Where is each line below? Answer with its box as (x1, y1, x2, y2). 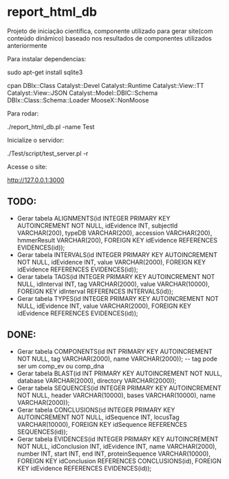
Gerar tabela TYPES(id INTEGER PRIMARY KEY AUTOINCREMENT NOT (17, 294, 219, 302)
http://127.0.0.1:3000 (7, 176, 65, 184)
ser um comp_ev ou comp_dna (17, 361, 105, 370)
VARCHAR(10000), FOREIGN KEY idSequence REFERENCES (17, 420, 188, 428)
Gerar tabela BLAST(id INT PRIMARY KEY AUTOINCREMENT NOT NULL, (17, 369, 222, 377)
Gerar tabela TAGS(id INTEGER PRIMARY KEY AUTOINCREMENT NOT (17, 272, 215, 280)
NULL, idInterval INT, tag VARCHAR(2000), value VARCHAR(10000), (17, 280, 210, 288)
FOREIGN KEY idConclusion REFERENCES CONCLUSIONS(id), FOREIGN (17, 456, 221, 465)
